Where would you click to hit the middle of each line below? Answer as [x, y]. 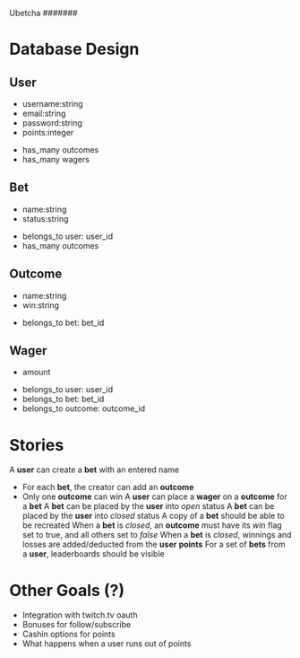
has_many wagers [56, 159]
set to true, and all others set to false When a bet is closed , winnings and [157, 535]
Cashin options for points [69, 634]
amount [36, 373]
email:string [44, 113]
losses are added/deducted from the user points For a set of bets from [154, 544]
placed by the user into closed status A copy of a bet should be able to [153, 516]
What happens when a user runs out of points [107, 644]
